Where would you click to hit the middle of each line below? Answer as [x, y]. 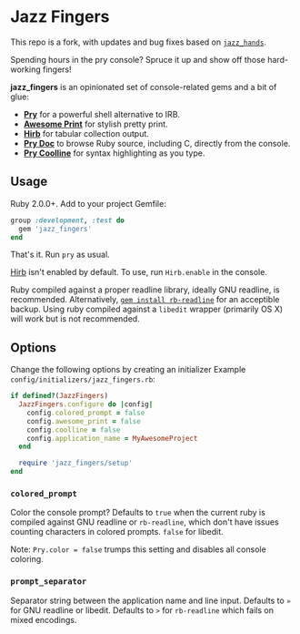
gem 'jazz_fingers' [55, 229]
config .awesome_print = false [84, 421]
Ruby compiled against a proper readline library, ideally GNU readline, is [145, 290]
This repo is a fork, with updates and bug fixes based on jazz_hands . [139, 42]
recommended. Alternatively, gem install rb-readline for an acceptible [145, 300]
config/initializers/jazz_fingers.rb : [83, 379]
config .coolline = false [74, 430]
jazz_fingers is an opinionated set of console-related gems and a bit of [144, 87]
